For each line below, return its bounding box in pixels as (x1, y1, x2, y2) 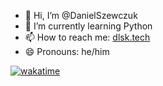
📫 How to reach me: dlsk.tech (24, 31, 151, 43)
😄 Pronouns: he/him (24, 46, 110, 57)
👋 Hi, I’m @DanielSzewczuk (24, 10, 138, 21)
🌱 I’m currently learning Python (24, 20, 153, 32)
